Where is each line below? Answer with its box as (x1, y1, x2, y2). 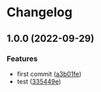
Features (6, 54, 38, 64)
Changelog (6, 4, 73, 21)
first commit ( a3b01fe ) (16, 69, 82, 78)
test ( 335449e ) (16, 77, 61, 86)
